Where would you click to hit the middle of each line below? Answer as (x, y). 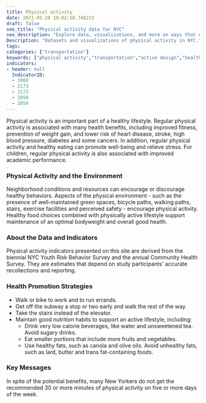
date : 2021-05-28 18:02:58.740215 (51, 18)
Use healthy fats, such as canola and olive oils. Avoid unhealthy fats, (111, 345)
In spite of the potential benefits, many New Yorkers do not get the (90, 381)
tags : (13, 47)
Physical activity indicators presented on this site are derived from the (95, 251)
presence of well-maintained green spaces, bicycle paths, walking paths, (99, 202)
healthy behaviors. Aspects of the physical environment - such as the (94, 195)
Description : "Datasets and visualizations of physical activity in (96, 40)
